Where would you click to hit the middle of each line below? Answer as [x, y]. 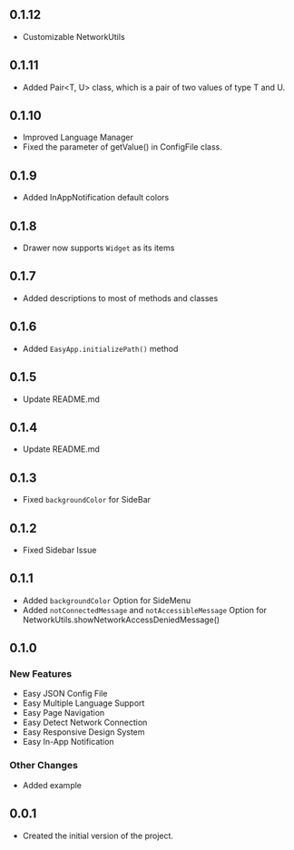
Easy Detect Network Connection [85, 723]
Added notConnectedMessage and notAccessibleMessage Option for [145, 610]
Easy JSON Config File [65, 694]
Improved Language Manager [78, 137]
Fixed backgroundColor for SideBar [87, 500]
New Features [41, 674]
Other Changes [44, 766]
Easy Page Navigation [64, 713]
